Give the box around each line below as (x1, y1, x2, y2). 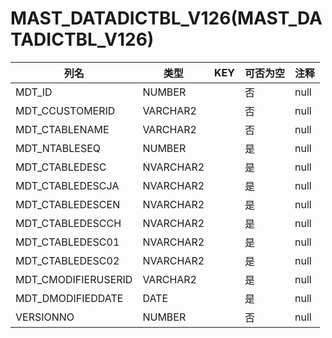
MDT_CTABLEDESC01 (15, 235, 120, 249)
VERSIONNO (15, 310, 75, 324)
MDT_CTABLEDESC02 (15, 253, 120, 267)
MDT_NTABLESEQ (15, 141, 102, 155)
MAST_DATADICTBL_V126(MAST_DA (10, 7, 323, 30)
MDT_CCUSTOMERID (15, 103, 116, 117)
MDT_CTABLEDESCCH (15, 216, 122, 230)
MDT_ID (15, 85, 53, 99)
